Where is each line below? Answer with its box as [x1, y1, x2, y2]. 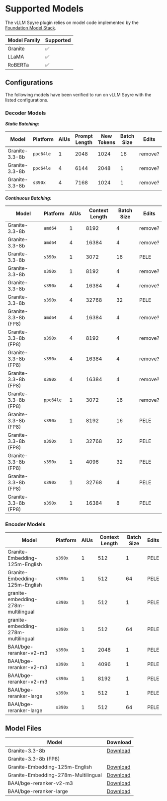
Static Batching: [5, 121, 40, 127]
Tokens [97, 139, 116, 146]
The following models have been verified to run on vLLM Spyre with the [5, 91, 152, 97]
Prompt [75, 133, 93, 140]
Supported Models [5, 3, 83, 14]
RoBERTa [7, 61, 29, 68]
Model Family [7, 36, 41, 43]
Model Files [5, 724, 42, 733]
